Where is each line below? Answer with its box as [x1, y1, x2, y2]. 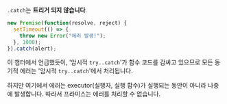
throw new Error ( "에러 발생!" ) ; [19, 32, 106, 39]
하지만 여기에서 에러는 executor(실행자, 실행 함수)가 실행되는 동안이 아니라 [7, 81, 207, 90]
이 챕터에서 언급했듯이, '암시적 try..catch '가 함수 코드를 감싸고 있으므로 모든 [7, 58, 214, 66]
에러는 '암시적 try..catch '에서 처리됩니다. [19, 67, 133, 75]
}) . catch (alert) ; [7, 45, 57, 52]
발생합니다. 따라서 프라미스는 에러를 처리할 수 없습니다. [14, 90, 161, 98]
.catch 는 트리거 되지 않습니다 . [7, 6, 88, 14]
